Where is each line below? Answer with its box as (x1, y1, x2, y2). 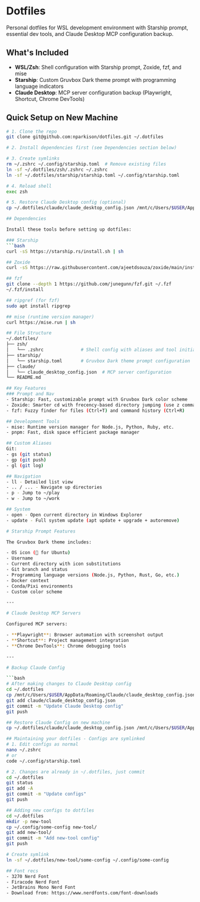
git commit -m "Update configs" (6, 791, 86, 797)
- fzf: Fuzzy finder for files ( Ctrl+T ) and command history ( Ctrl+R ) (6, 408, 185, 414)
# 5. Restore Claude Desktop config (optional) (6, 199, 127, 206)
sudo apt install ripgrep (6, 303, 70, 309)
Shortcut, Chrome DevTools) (14, 95, 85, 102)
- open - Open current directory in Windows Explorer (6, 512, 143, 518)
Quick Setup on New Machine (6, 112, 118, 123)
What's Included (6, 48, 69, 58)
